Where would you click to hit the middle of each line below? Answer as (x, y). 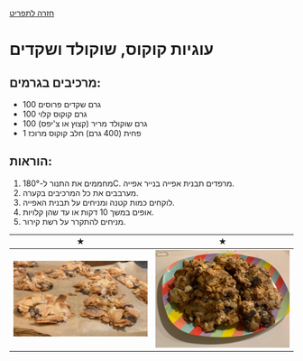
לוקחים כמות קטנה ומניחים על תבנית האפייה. (99, 202)
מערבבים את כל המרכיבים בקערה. (80, 192)
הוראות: (31, 162)
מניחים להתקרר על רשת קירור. (74, 221)
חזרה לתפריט (32, 13)
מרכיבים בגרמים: (55, 83)
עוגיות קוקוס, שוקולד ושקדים (112, 50)
